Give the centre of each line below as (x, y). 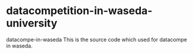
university (32, 23)
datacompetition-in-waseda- (79, 11)
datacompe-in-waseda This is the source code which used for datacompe (97, 39)
